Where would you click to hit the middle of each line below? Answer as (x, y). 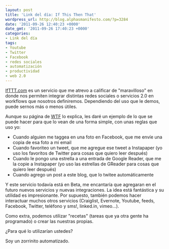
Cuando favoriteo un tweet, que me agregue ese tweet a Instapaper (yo (87, 148)
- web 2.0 (16, 76)
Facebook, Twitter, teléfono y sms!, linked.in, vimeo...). (62, 206)
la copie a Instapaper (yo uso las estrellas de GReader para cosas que (86, 164)
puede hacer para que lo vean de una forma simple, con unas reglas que (81, 122)
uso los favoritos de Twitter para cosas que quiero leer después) (80, 153)
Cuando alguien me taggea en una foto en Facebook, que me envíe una (87, 137)
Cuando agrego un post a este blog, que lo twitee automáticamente (83, 174)
